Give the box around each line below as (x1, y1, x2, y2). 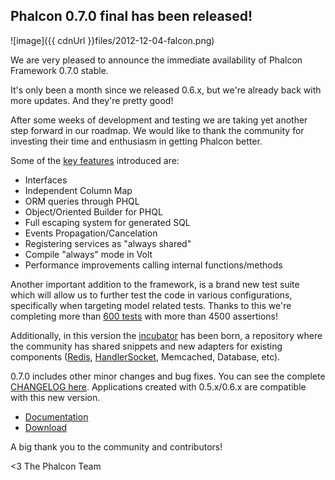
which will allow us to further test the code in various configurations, (10, 289, 293, 301)
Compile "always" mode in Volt (24, 248, 153, 260)
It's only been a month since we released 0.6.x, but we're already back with (10, 84, 322, 96)
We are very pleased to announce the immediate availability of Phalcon (10, 54, 303, 66)
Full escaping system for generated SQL (24, 216, 191, 228)
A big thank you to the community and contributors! (10, 440, 223, 453)
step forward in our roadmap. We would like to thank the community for (10, 124, 305, 136)
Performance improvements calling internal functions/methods (24, 259, 283, 271)
